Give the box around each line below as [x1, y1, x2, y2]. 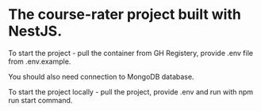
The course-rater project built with [8, 6, 242, 24]
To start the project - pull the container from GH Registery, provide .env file [8, 48, 254, 57]
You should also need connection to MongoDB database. [8, 72, 194, 81]
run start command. [8, 95, 73, 105]
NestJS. [8, 22, 63, 40]
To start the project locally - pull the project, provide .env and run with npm [8, 87, 254, 96]
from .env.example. [8, 57, 71, 66]
